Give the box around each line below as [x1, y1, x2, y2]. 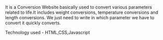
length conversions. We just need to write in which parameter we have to [5, 15, 155, 20]
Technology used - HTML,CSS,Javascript [5, 30, 90, 35]
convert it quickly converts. [5, 20, 61, 26]
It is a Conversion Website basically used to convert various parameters [5, 4, 153, 10]
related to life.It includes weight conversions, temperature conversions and [5, 9, 159, 15]
